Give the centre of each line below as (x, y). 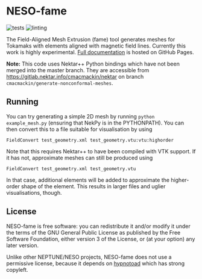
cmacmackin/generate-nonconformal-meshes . (60, 83)
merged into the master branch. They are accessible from (78, 70)
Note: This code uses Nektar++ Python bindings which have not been (93, 64)
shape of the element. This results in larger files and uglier (93, 186)
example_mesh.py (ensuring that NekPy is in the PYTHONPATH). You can (95, 123)
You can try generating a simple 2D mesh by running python (80, 116)
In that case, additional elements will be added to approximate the (88, 180)
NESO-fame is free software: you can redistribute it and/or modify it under (99, 226)
